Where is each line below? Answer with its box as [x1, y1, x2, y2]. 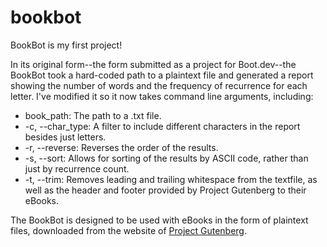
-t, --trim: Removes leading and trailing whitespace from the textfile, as [24, 173, 318, 185]
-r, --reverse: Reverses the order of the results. [24, 141, 219, 153]
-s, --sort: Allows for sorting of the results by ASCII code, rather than [24, 152, 309, 164]
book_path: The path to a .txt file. [24, 109, 162, 121]
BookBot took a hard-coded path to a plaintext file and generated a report [10, 69, 314, 81]
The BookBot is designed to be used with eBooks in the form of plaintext [10, 214, 309, 226]
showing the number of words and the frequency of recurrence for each [10, 79, 308, 91]
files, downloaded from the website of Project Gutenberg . [10, 224, 247, 236]
